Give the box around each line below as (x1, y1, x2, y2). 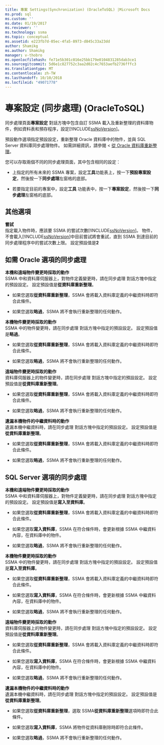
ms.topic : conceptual (5, 35, 49, 40)
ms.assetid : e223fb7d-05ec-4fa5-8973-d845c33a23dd (5, 39, 110, 44)
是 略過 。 (5, 331, 22, 337)
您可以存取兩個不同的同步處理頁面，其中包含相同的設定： (5, 159, 121, 164)
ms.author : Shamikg (5, 48, 45, 53)
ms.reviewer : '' (5, 25, 38, 30)
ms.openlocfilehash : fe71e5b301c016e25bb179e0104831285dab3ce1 (5, 57, 137, 62)
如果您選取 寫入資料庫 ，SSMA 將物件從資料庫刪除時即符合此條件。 (12, 724, 146, 730)
